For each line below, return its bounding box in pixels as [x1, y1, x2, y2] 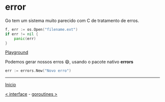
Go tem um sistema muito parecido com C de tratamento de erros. [5, 18, 139, 23]
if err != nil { [5, 31, 38, 37]
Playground [5, 49, 28, 55]
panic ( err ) [14, 36, 36, 41]
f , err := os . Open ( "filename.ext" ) [5, 27, 78, 32]
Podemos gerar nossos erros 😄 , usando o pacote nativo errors [5, 59, 134, 65]
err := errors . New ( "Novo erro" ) [5, 68, 71, 73]
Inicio [5, 82, 16, 88]
